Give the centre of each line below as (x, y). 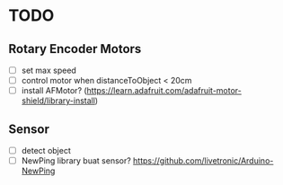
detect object (46, 150)
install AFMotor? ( (54, 91)
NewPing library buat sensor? (76, 161)
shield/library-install (58, 101)
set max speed (49, 70)
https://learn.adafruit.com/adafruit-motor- (164, 91)
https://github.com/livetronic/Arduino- (203, 161)
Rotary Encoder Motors (75, 49)
